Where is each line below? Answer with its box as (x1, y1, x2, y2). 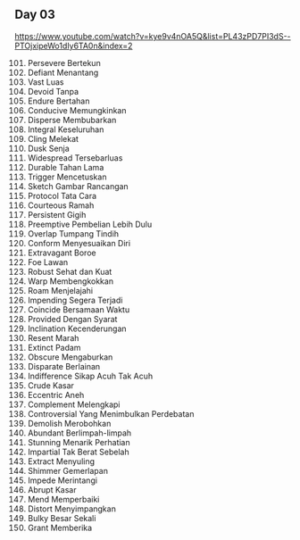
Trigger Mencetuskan (27, 171, 107, 182)
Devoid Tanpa (27, 86, 79, 96)
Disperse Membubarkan (27, 114, 117, 125)
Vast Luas (27, 76, 64, 87)
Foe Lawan (27, 256, 69, 267)
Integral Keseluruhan (27, 124, 104, 135)
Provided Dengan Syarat (27, 313, 118, 324)
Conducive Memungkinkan (27, 104, 127, 115)
